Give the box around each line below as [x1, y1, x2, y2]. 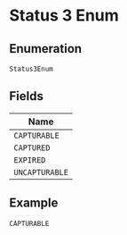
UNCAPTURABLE [13, 167, 69, 177]
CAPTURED [13, 142, 51, 153]
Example [9, 196, 59, 211]
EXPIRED [13, 155, 46, 165]
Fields [9, 88, 44, 104]
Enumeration [9, 41, 83, 56]
